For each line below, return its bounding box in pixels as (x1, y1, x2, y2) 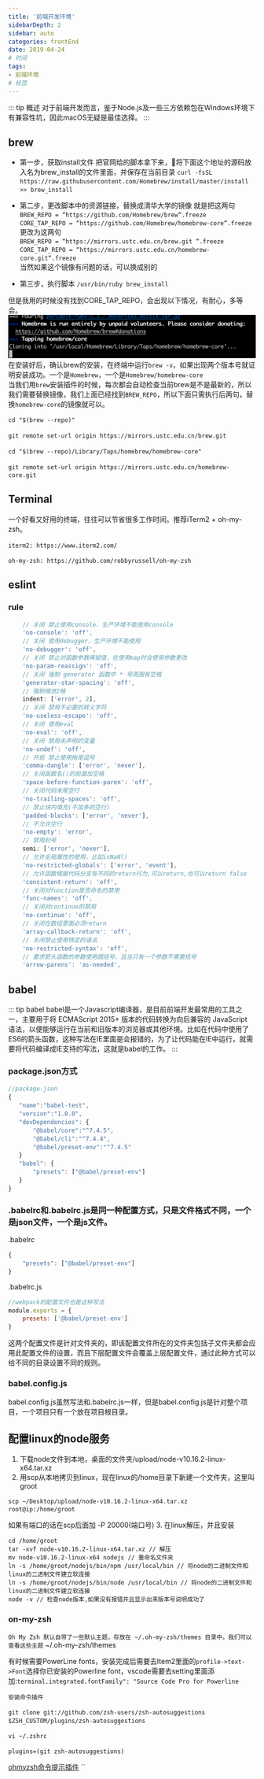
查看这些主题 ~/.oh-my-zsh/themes (8, 1640, 116, 1649)
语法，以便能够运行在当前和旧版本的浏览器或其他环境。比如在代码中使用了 (8, 1024, 249, 1034)
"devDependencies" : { (18, 1118, 90, 1126)
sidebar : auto (8, 29, 55, 37)
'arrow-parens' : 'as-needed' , (22, 961, 122, 969)
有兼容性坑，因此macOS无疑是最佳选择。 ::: (8, 113, 150, 122)
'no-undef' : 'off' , (22, 745, 86, 753)
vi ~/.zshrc (8, 1732, 47, 1740)
